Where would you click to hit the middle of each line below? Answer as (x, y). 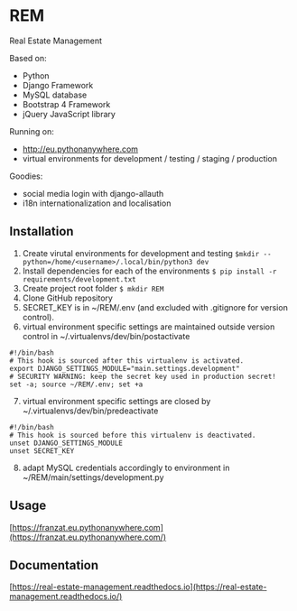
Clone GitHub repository (67, 298)
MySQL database (55, 95)
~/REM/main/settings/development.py (93, 477)
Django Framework (58, 85)
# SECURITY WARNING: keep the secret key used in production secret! (143, 376)
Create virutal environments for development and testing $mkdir (141, 253)
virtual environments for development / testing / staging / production (150, 158)
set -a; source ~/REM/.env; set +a (76, 384)
